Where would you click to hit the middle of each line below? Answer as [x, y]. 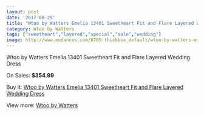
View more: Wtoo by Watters [42, 105]
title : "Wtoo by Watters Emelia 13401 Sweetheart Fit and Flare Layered [100, 23]
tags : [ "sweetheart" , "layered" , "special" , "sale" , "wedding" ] [84, 34]
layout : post [23, 12]
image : [15, 40]
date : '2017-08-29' [31, 18]
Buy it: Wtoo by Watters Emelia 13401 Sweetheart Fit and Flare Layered [95, 87]
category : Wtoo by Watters [40, 29]
